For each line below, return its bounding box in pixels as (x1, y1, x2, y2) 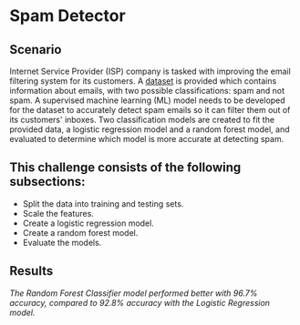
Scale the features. (22, 208, 94, 218)
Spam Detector (9, 5, 126, 26)
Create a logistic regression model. (22, 218, 155, 229)
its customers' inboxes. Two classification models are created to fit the (9, 115, 275, 125)
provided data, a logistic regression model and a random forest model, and (9, 124, 290, 135)
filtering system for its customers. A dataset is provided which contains (9, 76, 277, 86)
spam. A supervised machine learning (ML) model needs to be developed (9, 95, 285, 106)
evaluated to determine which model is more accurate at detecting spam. (9, 134, 284, 144)
